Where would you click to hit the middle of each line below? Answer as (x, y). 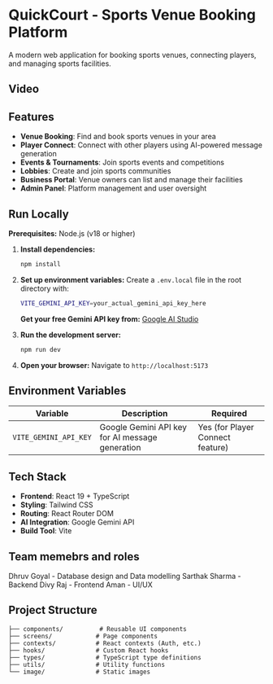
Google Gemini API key (143, 427)
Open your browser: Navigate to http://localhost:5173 (114, 365)
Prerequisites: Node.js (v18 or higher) (72, 233)
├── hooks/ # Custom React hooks (89, 650)
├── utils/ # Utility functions (87, 664)
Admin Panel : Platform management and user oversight (113, 188)
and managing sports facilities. (60, 64)
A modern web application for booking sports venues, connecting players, (132, 55)
